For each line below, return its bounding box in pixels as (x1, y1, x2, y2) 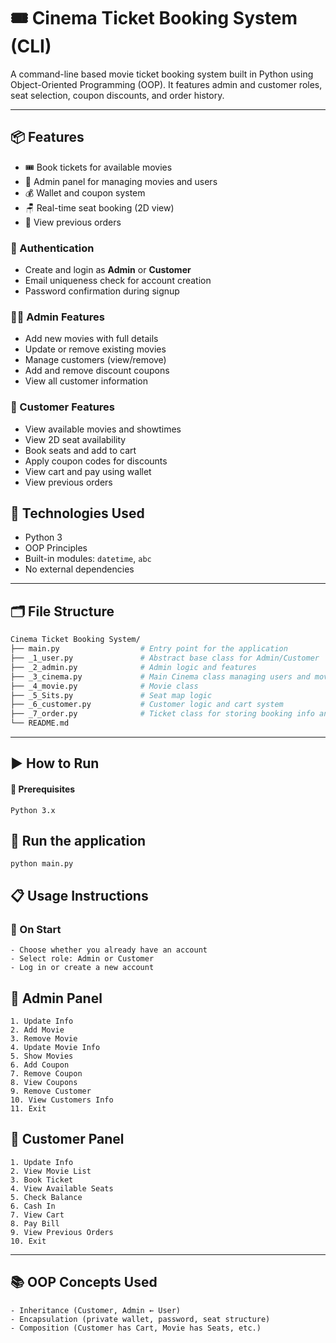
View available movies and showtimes (24, 423, 182, 435)
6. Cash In (10, 1201, 56, 1211)
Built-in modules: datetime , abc (24, 553, 152, 565)
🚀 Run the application (10, 833, 147, 849)
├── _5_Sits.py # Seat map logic (10, 690, 213, 700)
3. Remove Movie (10, 1033, 78, 1044)
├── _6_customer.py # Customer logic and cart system (10, 700, 284, 710)
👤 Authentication (10, 241, 95, 255)
